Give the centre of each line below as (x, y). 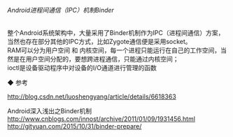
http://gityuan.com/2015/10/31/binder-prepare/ (75, 127)
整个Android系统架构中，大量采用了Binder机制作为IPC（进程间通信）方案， (116, 33)
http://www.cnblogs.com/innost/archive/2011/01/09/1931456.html (101, 119)
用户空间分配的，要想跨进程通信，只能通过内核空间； (102, 59)
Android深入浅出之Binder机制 (50, 111)
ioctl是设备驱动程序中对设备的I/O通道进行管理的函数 (82, 68)
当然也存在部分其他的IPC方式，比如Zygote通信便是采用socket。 (99, 42)
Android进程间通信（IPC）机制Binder (61, 10)
